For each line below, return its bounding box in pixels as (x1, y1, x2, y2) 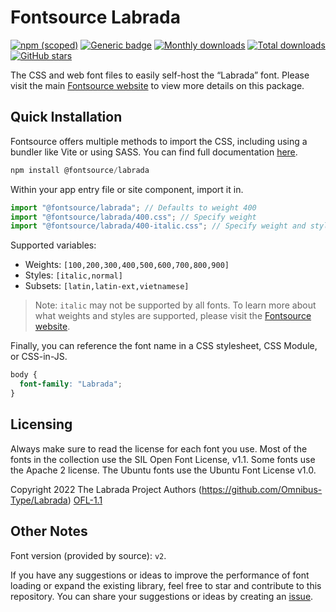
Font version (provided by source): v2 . (10, 549, 167, 561)
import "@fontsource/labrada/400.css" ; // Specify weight (10, 212, 257, 222)
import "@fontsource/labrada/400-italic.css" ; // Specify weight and (10, 221, 307, 231)
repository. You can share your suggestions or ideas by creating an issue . (10, 590, 314, 602)
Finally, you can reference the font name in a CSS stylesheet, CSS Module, (10, 340, 318, 352)
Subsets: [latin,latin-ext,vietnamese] (24, 280, 190, 292)
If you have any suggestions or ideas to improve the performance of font (10, 569, 310, 581)
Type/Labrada (10, 494, 68, 506)
